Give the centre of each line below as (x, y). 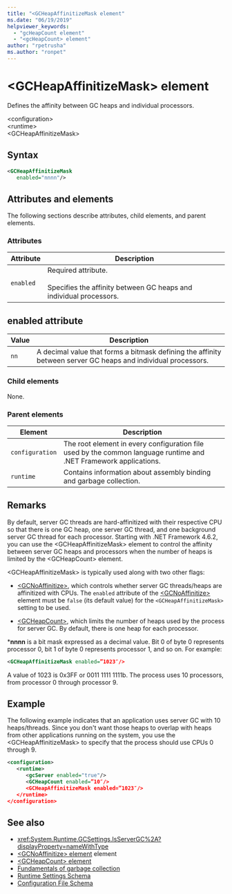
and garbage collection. (101, 481)
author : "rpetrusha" (37, 46)
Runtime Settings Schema (54, 876)
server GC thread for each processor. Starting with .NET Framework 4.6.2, (113, 537)
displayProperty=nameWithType (63, 846)
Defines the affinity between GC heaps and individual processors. (101, 105)
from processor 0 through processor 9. (63, 682)
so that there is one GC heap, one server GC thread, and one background (112, 529)
